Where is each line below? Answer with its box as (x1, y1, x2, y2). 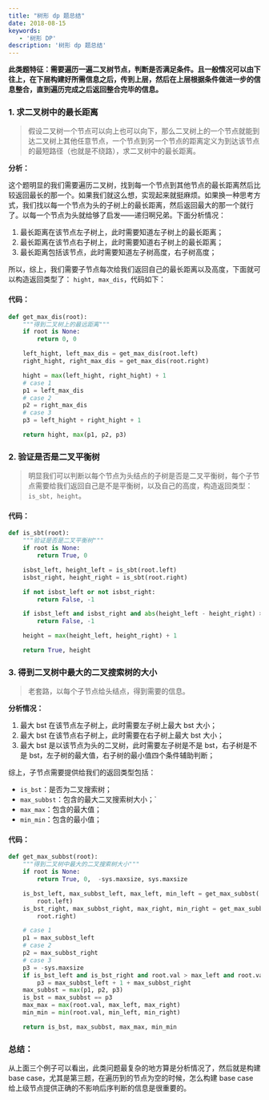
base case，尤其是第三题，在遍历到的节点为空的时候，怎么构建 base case (8, 1074, 254, 1083)
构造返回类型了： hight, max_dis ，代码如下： (14, 274, 167, 285)
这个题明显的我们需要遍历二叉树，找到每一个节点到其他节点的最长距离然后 (8, 180, 254, 190)
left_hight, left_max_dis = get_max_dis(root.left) (22, 350, 199, 358)
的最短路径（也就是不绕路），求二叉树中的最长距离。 (27, 146, 200, 156)
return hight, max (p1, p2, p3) (22, 431, 127, 439)
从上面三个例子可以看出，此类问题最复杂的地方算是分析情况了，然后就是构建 (8, 1063, 261, 1073)
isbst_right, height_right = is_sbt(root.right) (22, 573, 188, 581)
